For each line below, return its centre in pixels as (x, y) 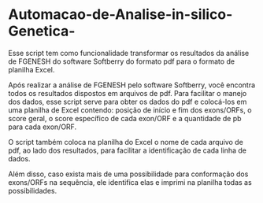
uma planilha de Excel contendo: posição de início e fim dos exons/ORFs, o (130, 110)
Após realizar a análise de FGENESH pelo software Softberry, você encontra (132, 85)
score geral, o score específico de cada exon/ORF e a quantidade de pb (125, 118)
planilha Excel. (31, 69)
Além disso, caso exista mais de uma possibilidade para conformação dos (128, 174)
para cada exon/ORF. (43, 127)
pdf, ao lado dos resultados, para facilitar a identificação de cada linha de (127, 150)
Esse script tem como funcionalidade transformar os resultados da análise (129, 53)
